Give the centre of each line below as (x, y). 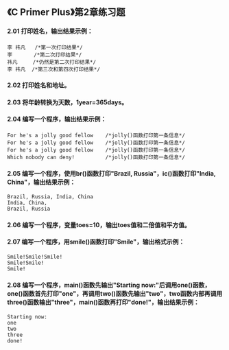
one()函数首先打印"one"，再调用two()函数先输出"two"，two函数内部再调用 (115, 293)
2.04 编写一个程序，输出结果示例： (57, 119)
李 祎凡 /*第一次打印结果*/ (45, 47)
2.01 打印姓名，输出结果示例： (50, 31)
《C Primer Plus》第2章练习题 (66, 12)
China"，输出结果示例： (41, 182)
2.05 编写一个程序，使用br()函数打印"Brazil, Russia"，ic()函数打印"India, (111, 173)
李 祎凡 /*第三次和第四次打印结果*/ (54, 69)
